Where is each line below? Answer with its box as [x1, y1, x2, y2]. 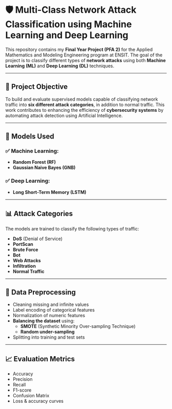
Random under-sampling [20, 329, 75, 335]
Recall [12, 382, 26, 388]
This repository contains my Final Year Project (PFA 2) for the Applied [5, 46, 153, 52]
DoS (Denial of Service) [12, 236, 63, 242]
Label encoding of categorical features [12, 307, 95, 313]
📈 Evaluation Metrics [5, 355, 75, 363]
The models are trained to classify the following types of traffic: [5, 225, 139, 231]
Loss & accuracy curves [12, 398, 64, 404]
